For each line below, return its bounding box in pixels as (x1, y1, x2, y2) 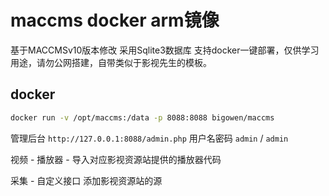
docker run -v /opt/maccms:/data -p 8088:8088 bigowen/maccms (10, 112, 275, 123)
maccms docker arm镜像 (10, 9, 220, 32)
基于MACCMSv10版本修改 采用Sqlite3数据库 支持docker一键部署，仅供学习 (10, 44, 320, 56)
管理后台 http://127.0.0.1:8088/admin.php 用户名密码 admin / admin (10, 132, 289, 144)
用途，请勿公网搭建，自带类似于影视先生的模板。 (10, 56, 212, 68)
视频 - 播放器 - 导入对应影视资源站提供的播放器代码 (10, 153, 222, 165)
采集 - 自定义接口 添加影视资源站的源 (10, 174, 163, 186)
